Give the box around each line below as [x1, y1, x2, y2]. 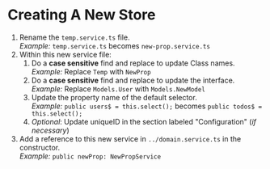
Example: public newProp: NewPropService [19, 151, 162, 161]
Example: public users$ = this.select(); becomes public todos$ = [31, 101, 263, 111]
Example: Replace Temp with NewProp [31, 66, 151, 76]
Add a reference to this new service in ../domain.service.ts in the [19, 133, 242, 143]
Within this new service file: [19, 49, 112, 59]
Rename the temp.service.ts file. [19, 32, 130, 42]
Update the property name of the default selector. [31, 92, 197, 102]
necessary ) [31, 125, 70, 135]
